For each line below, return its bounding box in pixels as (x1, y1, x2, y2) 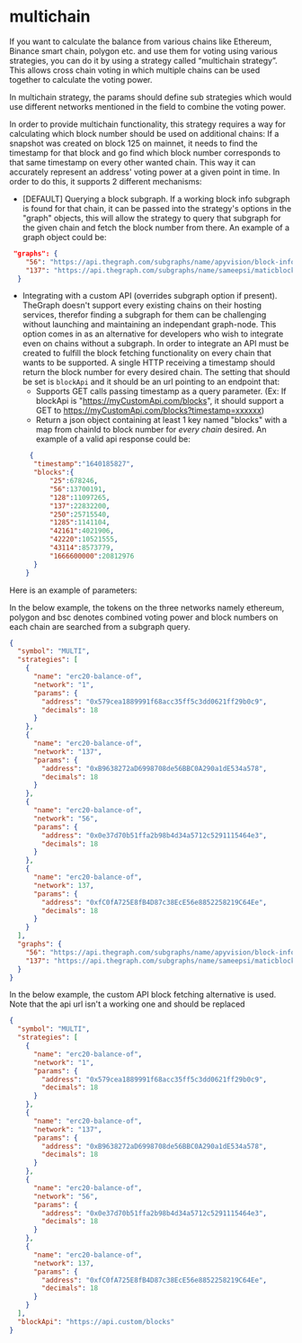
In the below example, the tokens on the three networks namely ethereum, (9, 602, 285, 613)
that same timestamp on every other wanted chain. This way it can (9, 157, 256, 167)
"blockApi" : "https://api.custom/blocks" (17, 1317, 175, 1326)
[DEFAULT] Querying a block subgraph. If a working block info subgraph (22, 193, 290, 204)
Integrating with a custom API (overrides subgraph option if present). (22, 291, 278, 301)
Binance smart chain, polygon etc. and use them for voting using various (9, 45, 279, 56)
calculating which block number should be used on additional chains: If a (9, 128, 280, 139)
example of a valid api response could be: (35, 434, 191, 444)
